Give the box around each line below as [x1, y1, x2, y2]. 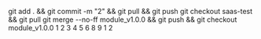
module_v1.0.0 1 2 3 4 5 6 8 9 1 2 [8, 23, 113, 32]
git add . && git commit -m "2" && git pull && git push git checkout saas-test [8, 7, 253, 16]
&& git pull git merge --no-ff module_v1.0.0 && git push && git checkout [8, 15, 237, 24]
